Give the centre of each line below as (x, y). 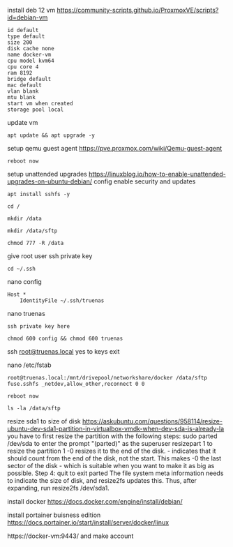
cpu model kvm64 (31, 61)
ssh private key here (39, 327)
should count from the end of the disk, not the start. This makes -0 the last (114, 458)
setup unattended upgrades (47, 174)
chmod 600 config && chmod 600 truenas (65, 338)
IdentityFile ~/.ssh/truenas (62, 301)
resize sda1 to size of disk (44, 421)
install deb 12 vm (31, 10)
